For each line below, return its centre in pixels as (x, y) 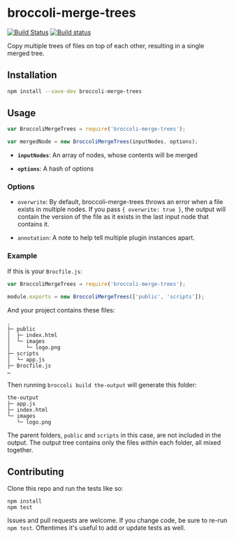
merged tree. (26, 53)
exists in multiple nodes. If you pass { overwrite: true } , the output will (121, 209)
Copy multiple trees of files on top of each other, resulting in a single (106, 45)
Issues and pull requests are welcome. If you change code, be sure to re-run (117, 520)
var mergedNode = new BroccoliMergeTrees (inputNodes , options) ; (103, 142)
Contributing (36, 472)
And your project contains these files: (61, 310)
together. (20, 450)
